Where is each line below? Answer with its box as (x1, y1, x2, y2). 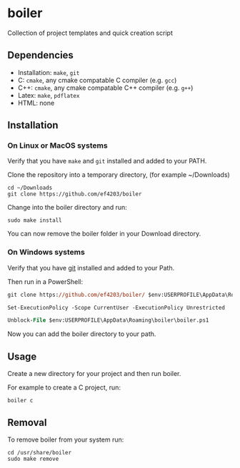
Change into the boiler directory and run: (7, 203, 127, 212)
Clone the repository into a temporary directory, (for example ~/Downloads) (7, 171, 230, 179)
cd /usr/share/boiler (7, 449, 72, 456)
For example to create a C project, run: (7, 383, 121, 392)
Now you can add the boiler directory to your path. (7, 330, 156, 338)
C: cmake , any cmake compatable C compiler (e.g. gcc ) (17, 76, 177, 84)
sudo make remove (7, 455, 59, 462)
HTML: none (17, 98, 55, 107)
